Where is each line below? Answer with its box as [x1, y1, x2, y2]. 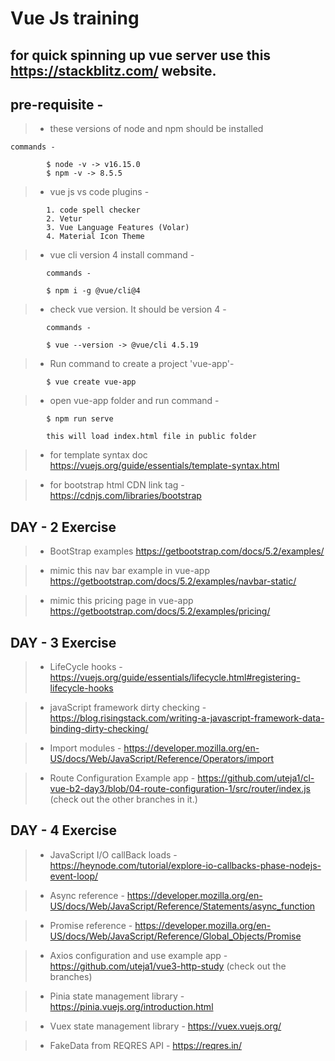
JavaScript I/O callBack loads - [49, 848, 178, 861]
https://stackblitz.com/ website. [10, 62, 217, 79]
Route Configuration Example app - [49, 772, 196, 784]
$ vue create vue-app [46, 377, 137, 387]
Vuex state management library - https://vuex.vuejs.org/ [49, 1020, 282, 1032]
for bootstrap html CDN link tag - [49, 479, 185, 491]
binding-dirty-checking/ [49, 723, 149, 735]
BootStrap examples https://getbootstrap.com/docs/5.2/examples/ [49, 545, 325, 557]
